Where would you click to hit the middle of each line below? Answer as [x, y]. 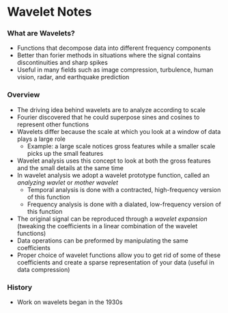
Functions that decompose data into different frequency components [114, 48]
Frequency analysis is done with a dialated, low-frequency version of [124, 204]
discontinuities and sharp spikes [62, 63]
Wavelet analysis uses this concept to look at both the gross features [114, 161]
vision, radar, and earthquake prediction [73, 77]
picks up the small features [65, 153]
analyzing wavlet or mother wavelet [67, 182]
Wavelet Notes [49, 12]
